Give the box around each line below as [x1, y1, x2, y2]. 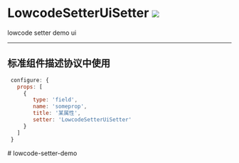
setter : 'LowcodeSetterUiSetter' [33, 116, 132, 123]
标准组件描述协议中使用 [7, 57, 110, 69]
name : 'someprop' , [33, 103, 87, 111]
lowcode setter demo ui [7, 28, 77, 37]
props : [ [16, 83, 43, 90]
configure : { [10, 77, 50, 84]
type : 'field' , [33, 96, 78, 103]
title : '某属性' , [33, 110, 81, 117]
